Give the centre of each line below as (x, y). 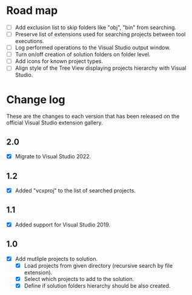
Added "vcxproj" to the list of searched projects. (75, 190)
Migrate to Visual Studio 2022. (53, 157)
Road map (32, 11)
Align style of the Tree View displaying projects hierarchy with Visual (101, 68)
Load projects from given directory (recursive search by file (98, 265)
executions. (29, 41)
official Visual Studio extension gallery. (55, 123)
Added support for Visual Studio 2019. (63, 225)
